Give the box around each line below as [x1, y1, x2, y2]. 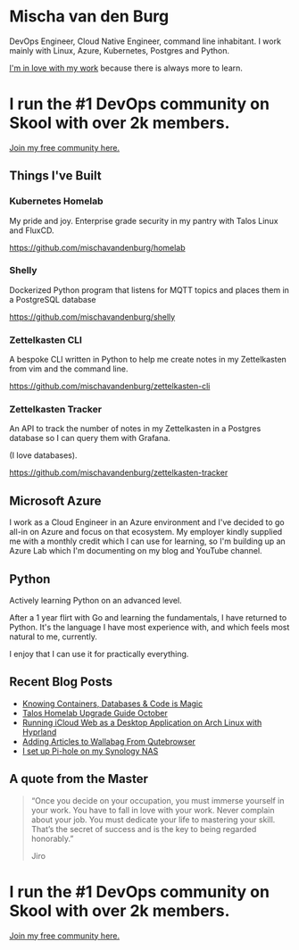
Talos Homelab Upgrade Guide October [21, 707, 168, 718]
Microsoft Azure [9, 493, 102, 508]
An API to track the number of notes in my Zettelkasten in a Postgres [9, 423, 262, 434]
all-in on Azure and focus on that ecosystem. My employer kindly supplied [9, 527, 283, 537]
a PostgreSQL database [9, 294, 96, 304]
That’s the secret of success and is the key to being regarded [30, 823, 257, 834]
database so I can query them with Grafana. [9, 433, 171, 444]
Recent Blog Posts [9, 674, 113, 689]
